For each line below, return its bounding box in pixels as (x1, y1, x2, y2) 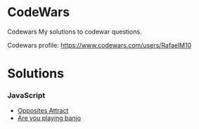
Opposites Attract (17, 107, 69, 115)
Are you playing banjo (17, 114, 82, 123)
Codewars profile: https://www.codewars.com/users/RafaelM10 (7, 41, 192, 49)
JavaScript (7, 90, 46, 100)
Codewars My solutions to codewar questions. (7, 27, 142, 36)
